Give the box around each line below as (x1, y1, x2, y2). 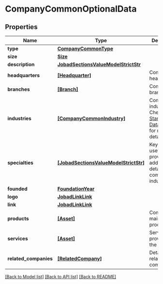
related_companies (7, 255, 53, 262)
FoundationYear (57, 185, 95, 192)
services (7, 235, 28, 242)
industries (7, 115, 32, 122)
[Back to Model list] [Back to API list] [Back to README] (5, 274, 116, 280)
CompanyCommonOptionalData (5, 3, 137, 15)
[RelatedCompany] (57, 255, 102, 262)
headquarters (7, 72, 40, 79)
